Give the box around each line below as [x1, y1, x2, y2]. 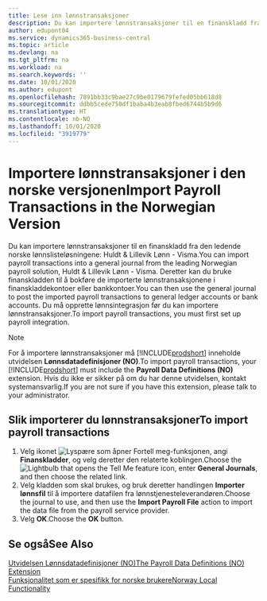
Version [8, 215, 61, 233]
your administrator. [8, 390, 70, 400]
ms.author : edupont [8, 85, 73, 94]
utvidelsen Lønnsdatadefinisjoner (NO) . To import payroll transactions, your [8, 356, 257, 366]
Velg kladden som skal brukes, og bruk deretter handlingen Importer [19, 480, 245, 490]
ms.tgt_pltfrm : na [8, 56, 69, 64]
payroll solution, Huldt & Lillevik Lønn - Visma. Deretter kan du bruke [8, 266, 232, 276]
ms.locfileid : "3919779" [8, 130, 91, 138]
